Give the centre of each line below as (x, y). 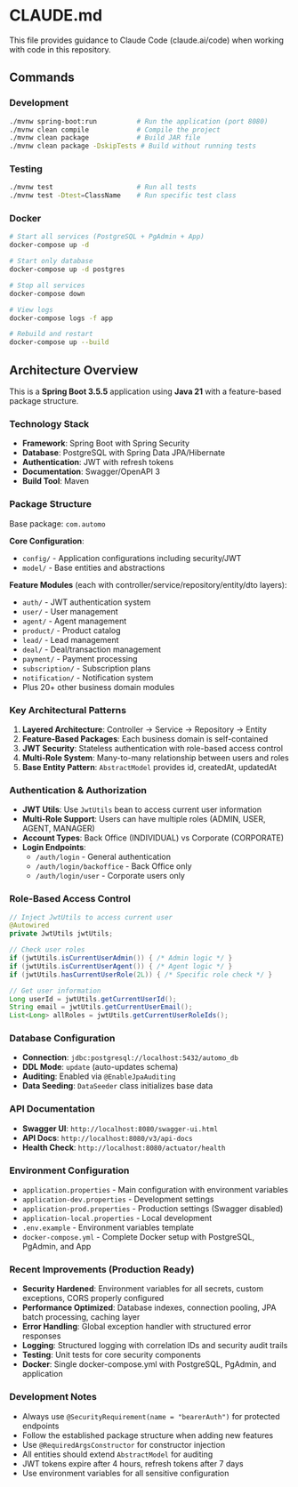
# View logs (31, 309)
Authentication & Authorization (78, 790)
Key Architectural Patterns (68, 710)
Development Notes (53, 1397)
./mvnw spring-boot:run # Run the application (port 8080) (139, 121)
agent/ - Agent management (74, 621)
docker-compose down (48, 293)
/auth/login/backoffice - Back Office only (114, 866)
